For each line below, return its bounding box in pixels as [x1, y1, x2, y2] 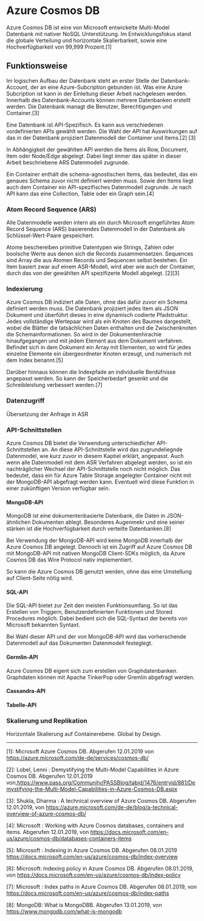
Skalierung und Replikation [6, 716, 88, 725]
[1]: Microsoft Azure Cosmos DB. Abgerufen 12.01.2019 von [6, 748, 154, 755]
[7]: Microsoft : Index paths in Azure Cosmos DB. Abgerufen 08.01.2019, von [6, 883, 197, 891]
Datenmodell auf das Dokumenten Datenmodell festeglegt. [6, 639, 153, 647]
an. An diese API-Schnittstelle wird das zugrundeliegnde [41, 445, 183, 453]
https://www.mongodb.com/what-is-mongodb [6, 908, 123, 916]
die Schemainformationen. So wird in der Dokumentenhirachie [6, 331, 162, 338]
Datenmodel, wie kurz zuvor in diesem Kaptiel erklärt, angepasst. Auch [6, 452, 184, 459]
